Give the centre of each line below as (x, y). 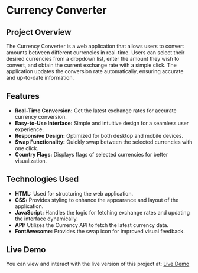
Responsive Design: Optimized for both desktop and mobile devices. (99, 135)
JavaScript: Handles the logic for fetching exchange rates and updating (102, 212)
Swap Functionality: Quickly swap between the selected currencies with (103, 142)
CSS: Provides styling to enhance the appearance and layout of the (97, 200)
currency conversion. (40, 116)
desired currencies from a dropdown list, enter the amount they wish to (93, 59)
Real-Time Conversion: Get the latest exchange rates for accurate (95, 110)
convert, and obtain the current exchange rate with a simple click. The (92, 65)
